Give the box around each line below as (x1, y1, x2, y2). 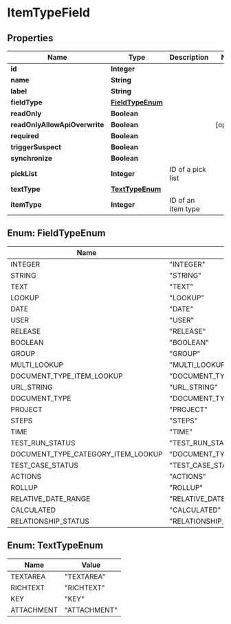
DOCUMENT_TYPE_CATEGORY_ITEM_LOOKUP (10, 449, 163, 458)
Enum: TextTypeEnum (7, 539, 104, 551)
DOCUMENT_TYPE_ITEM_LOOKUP (10, 371, 123, 381)
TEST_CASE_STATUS (10, 460, 79, 470)
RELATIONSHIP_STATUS (10, 516, 89, 526)
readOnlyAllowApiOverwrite (10, 120, 104, 129)
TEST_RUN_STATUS (10, 438, 76, 447)
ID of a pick (169, 165, 206, 174)
